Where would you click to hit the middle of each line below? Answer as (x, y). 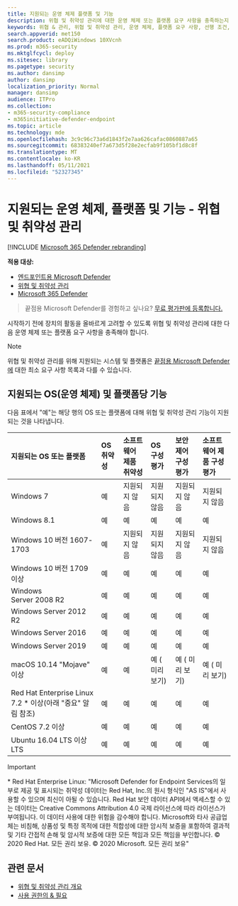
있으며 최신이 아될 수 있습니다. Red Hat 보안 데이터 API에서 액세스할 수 (125, 799)
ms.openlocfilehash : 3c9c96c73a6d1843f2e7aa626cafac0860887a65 (103, 139)
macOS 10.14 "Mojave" (51, 664)
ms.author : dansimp (36, 73)
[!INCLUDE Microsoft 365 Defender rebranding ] (77, 247)
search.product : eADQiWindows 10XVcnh (64, 40)
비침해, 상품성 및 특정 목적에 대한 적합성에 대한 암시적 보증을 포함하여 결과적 (125, 826)
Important (22, 767)
